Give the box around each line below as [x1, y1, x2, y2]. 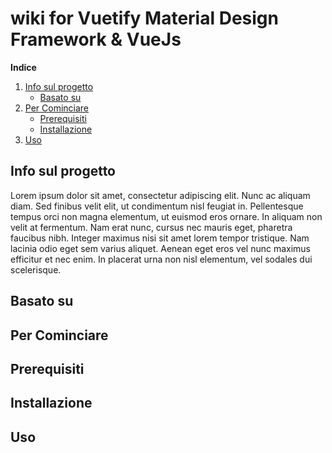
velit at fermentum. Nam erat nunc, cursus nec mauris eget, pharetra [10, 221, 293, 233]
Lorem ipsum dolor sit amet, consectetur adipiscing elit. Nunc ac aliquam [10, 189, 311, 201]
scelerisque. [10, 263, 62, 276]
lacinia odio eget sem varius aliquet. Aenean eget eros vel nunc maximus [10, 242, 311, 254]
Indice [10, 61, 37, 73]
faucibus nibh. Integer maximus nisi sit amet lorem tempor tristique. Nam [10, 232, 310, 244]
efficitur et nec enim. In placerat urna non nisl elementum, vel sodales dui [10, 253, 313, 265]
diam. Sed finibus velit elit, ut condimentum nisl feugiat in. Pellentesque [10, 200, 304, 212]
